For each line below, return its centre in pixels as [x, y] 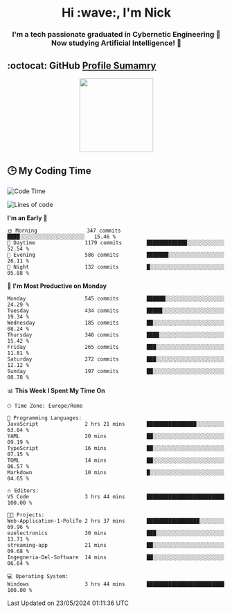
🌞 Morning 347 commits [64, 231]
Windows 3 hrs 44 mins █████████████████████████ [116, 584]
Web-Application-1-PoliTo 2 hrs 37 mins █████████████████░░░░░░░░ [116, 521]
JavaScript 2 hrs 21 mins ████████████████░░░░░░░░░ [116, 424]
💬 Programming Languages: [44, 418]
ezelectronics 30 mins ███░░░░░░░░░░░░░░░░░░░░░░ [116, 533]
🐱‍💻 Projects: [26, 515]
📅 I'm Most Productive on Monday [57, 286]
